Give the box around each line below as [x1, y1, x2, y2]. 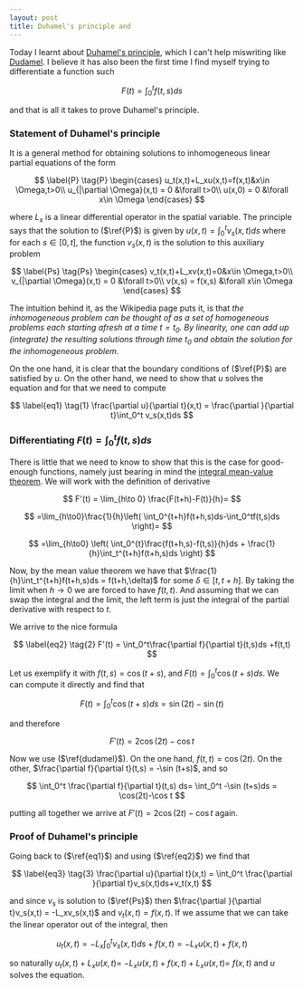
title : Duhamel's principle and [9, 22, 131, 31]
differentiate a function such [9, 65, 115, 77]
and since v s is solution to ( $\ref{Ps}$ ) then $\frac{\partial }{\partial [9, 896, 262, 908]
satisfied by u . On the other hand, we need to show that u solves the [9, 372, 264, 383]
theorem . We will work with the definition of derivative [9, 475, 211, 486]
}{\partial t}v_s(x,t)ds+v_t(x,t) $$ [91, 878, 213, 888]
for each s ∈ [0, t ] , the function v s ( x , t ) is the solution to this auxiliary [9, 236, 265, 250]
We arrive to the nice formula [9, 621, 118, 632]
